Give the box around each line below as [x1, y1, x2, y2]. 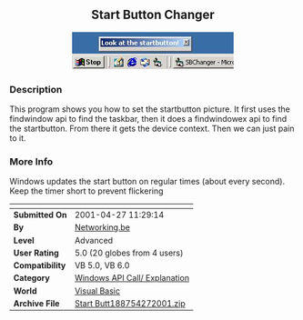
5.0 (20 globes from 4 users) [74, 247, 184, 258]
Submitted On [13, 209, 67, 221]
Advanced [74, 235, 114, 245]
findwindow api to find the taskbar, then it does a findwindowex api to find [9, 114, 288, 125]
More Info [9, 155, 54, 168]
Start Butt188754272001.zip [74, 297, 186, 308]
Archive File [13, 297, 60, 308]
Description [9, 83, 63, 95]
